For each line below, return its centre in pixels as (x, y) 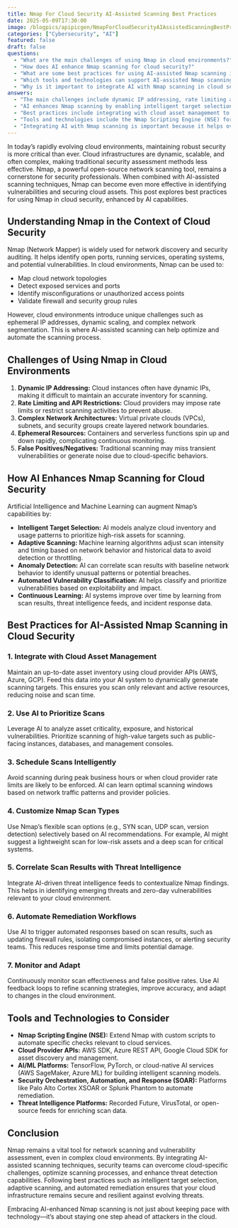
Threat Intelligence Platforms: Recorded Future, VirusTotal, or (109, 1103)
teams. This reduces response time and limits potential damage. (101, 947)
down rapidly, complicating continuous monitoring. (92, 441)
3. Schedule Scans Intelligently (62, 762)
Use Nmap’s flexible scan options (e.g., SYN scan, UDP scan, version (108, 826)
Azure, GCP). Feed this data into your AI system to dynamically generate (113, 679)
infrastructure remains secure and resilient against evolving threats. (106, 1195)
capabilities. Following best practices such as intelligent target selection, (113, 1180)
